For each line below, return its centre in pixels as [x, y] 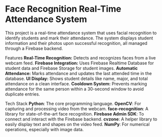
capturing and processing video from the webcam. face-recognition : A [77, 109]
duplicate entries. [23, 94]
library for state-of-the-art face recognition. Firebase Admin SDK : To [74, 114]
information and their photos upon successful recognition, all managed [76, 43]
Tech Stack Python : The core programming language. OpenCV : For [73, 103]
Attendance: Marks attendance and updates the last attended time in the [79, 73]
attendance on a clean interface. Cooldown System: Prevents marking [76, 83]
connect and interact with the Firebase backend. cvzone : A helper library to [81, 119]
